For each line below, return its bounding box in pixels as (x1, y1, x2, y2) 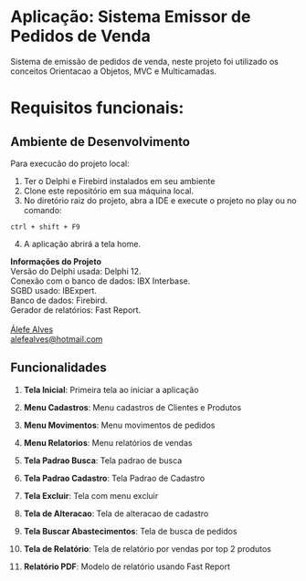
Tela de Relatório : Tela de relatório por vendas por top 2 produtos (23, 543, 272, 554)
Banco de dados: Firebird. (10, 295, 108, 306)
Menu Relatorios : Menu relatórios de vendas (23, 437, 193, 448)
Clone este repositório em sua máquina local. (23, 185, 195, 196)
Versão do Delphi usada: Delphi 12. (10, 265, 142, 276)
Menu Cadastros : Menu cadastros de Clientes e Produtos (23, 401, 242, 412)
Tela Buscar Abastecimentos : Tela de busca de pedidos (23, 525, 237, 536)
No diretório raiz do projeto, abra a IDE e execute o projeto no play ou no (23, 194, 298, 206)
